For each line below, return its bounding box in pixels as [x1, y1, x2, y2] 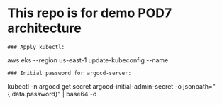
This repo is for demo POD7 [7, 5, 172, 21]
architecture [7, 20, 82, 36]
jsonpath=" [183, 82, 216, 90]
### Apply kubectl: [7, 43, 65, 50]
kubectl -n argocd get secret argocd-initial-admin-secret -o [7, 82, 182, 90]
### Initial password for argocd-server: [7, 70, 132, 77]
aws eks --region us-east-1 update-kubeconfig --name [7, 55, 169, 65]
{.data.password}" [7, 89, 62, 98]
